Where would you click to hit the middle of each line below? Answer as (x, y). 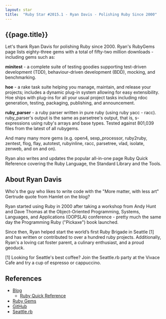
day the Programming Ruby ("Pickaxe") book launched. (62, 222)
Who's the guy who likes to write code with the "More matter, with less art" (82, 191)
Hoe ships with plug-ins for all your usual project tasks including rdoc (77, 98)
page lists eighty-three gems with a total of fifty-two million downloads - (79, 52)
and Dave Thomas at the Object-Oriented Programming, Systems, (73, 212)
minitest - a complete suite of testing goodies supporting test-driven (76, 67)
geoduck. (15, 248)
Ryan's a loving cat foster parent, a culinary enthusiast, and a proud (75, 243)
